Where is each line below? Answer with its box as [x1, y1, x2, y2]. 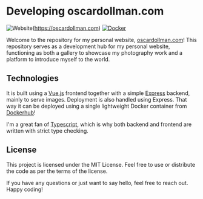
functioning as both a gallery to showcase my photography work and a [6, 49, 183, 56]
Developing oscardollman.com [6, 4, 164, 18]
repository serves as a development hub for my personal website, [6, 43, 170, 50]
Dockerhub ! [6, 108, 36, 116]
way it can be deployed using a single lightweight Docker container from [6, 102, 187, 110]
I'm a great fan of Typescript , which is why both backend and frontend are [6, 120, 192, 128]
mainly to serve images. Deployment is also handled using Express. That [6, 96, 187, 103]
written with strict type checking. [6, 127, 89, 134]
